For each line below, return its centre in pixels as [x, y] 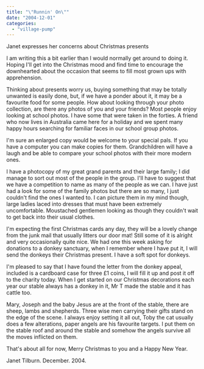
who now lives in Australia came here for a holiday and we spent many [95, 122]
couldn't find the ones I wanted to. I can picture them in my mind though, [97, 198]
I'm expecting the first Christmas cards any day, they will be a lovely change [102, 229]
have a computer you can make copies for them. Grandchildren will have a [100, 147]
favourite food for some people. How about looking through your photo [95, 103]
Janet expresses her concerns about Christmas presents [78, 46]
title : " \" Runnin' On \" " [38, 12]
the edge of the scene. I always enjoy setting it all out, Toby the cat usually [100, 318]
